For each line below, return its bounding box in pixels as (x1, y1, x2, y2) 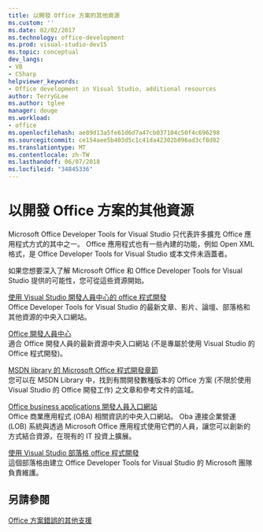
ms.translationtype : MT (8, 143, 87, 151)
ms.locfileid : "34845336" (8, 166, 93, 173)
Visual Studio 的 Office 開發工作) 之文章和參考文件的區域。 (8, 385, 198, 394)
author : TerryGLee (8, 92, 69, 100)
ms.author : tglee (8, 99, 65, 107)
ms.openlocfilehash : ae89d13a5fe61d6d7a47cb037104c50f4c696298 (8, 128, 220, 136)
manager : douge (8, 107, 58, 115)
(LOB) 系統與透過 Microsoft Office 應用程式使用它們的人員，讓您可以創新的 (8, 421, 250, 430)
